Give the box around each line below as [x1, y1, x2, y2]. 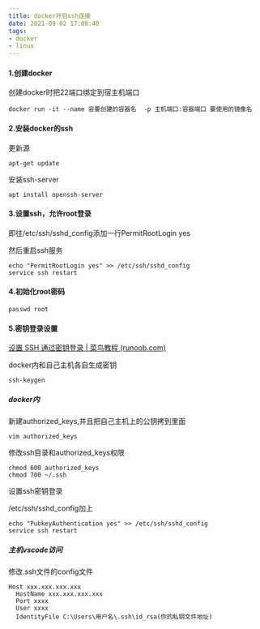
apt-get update [8, 159, 60, 167]
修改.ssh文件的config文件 [8, 567, 93, 576]
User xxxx [15, 605, 49, 613]
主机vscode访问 [8, 545, 63, 554]
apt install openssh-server [8, 190, 104, 199]
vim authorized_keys [8, 433, 79, 441]
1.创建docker [8, 68, 53, 78]
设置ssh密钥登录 [8, 486, 63, 496]
